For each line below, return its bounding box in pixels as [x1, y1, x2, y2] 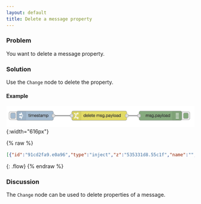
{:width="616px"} [6, 127, 49, 135]
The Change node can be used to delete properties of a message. [6, 191, 166, 198]
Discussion [6, 177, 40, 185]
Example [6, 92, 29, 99]
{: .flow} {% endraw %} [6, 162, 64, 170]
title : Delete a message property [6, 16, 93, 22]
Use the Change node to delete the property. [6, 78, 114, 86]
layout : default [6, 10, 47, 16]
